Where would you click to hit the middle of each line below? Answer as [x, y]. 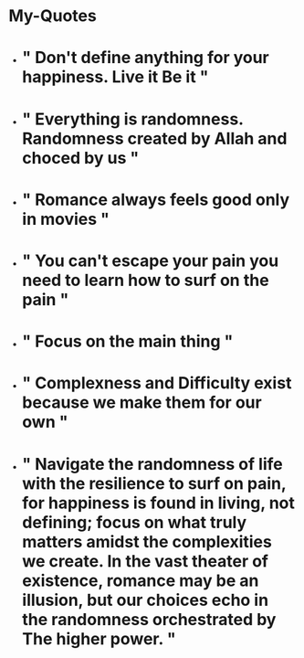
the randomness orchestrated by [149, 619]
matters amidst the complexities [147, 541]
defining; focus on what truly [134, 522]
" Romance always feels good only [156, 200]
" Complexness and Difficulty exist [157, 383]
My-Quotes [52, 16]
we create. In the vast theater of [145, 561]
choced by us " [80, 158]
